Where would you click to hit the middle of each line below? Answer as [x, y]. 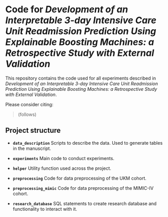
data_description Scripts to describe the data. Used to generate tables [88, 143]
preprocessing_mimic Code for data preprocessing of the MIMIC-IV [83, 188]
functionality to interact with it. [45, 209]
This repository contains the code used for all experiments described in [81, 78]
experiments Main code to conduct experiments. [64, 158]
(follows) [27, 114]
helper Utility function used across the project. [62, 168]
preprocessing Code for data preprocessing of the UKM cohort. [80, 178]
